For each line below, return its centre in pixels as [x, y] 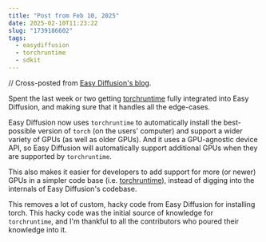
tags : [17, 38]
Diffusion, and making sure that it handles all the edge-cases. [109, 107]
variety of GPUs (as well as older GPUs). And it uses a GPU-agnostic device [133, 139]
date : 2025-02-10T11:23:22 [53, 23]
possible [22, 131]
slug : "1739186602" [41, 30]
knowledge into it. [38, 229]
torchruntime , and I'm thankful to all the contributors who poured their [124, 221]
